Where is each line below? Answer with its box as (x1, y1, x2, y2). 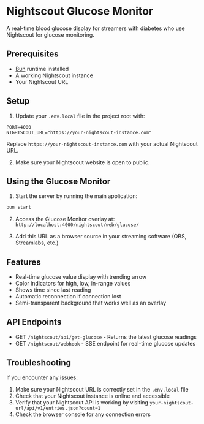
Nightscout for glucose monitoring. (6, 31, 95, 38)
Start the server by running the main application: (15, 192, 138, 200)
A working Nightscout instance (15, 72, 94, 79)
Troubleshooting (6, 357, 72, 368)
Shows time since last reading (15, 286, 91, 293)
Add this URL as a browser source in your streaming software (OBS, (15, 233, 187, 240)
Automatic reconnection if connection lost (15, 293, 121, 300)
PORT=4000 (6, 124, 32, 130)
